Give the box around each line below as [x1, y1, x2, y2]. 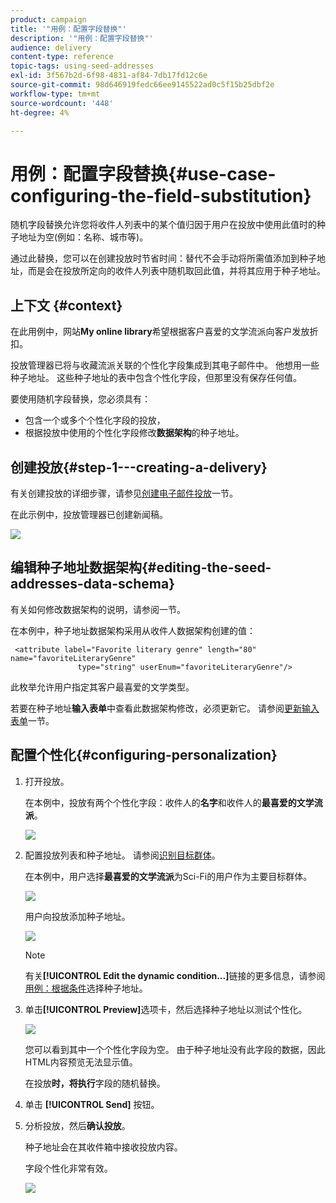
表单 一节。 [10, 714, 55, 726]
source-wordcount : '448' [10, 98, 114, 108]
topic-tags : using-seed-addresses [10, 61, 155, 71]
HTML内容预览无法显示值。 [24, 1056, 138, 1068]
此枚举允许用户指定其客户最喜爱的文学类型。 [10, 681, 195, 693]
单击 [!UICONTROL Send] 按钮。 [24, 1098, 160, 1110]
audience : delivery [10, 42, 92, 53]
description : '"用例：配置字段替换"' [10, 33, 154, 43]
